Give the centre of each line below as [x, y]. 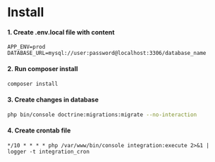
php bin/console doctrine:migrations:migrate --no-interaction [102, 114]
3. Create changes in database [53, 100]
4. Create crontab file [39, 130]
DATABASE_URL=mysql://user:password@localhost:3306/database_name [107, 54]
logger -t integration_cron [49, 151]
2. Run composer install [43, 68]
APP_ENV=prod [26, 47]
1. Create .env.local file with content [61, 32]
